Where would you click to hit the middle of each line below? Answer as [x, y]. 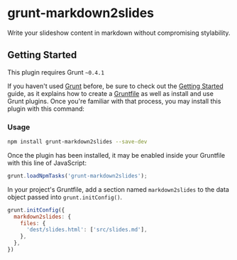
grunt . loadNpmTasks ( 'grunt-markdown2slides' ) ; [77, 175]
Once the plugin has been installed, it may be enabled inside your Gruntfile [116, 155]
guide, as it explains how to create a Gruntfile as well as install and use [111, 93]
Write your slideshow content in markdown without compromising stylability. [119, 33]
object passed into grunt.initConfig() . [65, 197]
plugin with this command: [46, 109]
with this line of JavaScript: [47, 163]
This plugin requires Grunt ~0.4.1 [56, 72]
